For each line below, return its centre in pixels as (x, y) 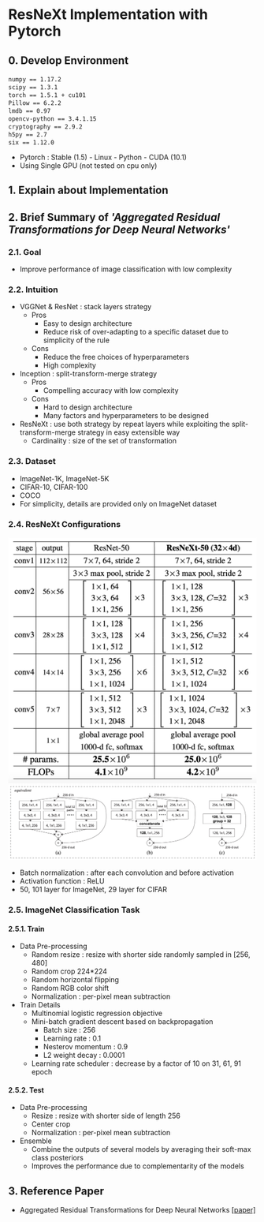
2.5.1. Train (26, 929)
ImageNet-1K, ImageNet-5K (64, 478)
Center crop (51, 1124)
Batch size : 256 (69, 1030)
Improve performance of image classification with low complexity (126, 269)
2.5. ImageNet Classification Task (74, 910)
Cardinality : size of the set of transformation (104, 441)
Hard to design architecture (87, 407)
